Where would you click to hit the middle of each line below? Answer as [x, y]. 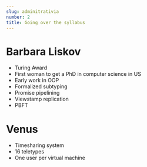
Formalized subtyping [41, 86]
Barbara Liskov [44, 51]
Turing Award [31, 68]
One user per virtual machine [50, 158]
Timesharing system [39, 145]
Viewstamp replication [42, 99]
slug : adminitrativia [33, 11]
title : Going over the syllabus [46, 22]
